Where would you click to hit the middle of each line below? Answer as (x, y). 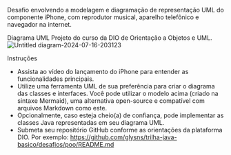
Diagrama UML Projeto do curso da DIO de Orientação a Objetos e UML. (110, 38)
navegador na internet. (40, 24)
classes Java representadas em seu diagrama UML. (91, 122)
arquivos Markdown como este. (62, 108)
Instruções (22, 58)
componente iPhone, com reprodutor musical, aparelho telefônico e (103, 17)
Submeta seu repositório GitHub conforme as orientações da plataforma (120, 130)
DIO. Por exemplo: (43, 137)
